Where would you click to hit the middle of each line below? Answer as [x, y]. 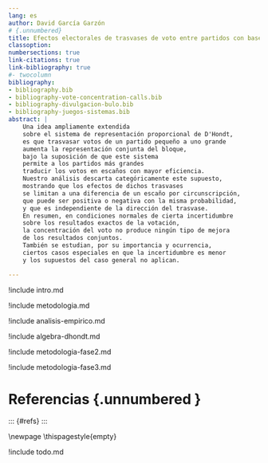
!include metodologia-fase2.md [60, 351]
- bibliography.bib [41, 90]
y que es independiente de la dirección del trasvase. [116, 208]
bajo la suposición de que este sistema [91, 156]
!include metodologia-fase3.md [60, 367]
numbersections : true [44, 53]
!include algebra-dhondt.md [54, 336]
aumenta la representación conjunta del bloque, [105, 149]
